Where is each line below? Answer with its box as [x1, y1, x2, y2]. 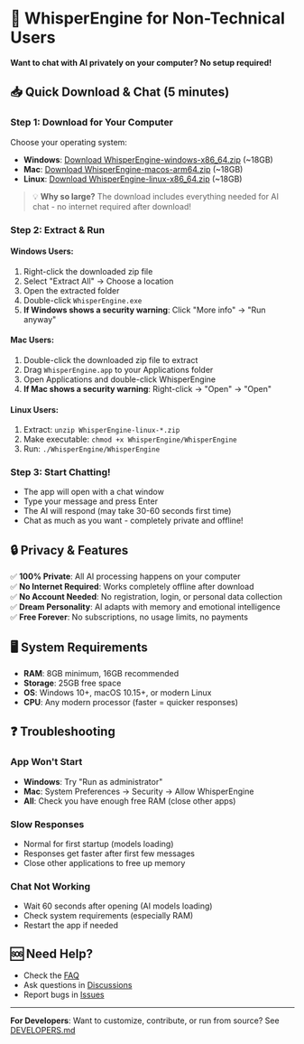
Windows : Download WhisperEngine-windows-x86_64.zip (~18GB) [23, 154, 273, 165]
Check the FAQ [23, 970, 79, 981]
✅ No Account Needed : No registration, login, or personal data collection [10, 592, 283, 602]
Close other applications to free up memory [23, 858, 186, 869]
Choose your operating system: [10, 136, 127, 147]
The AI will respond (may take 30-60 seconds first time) [23, 506, 232, 517]
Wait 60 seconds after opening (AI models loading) [23, 900, 213, 911]
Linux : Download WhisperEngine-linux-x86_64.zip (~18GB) [23, 173, 243, 184]
